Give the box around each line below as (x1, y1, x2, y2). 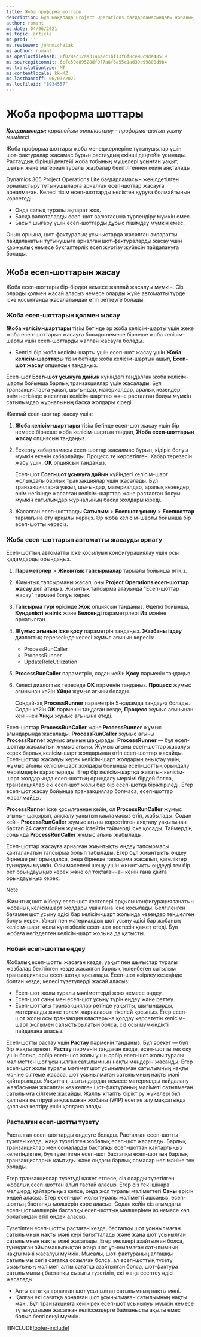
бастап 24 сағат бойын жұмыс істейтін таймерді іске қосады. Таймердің (6, 825, 193, 832)
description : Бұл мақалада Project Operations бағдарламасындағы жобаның (6, 14, 194, 20)
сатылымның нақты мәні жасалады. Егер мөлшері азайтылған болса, (6, 1237, 184, 1245)
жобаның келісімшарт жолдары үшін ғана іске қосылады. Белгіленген (6, 904, 186, 912)
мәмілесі (6, 133, 29, 140)
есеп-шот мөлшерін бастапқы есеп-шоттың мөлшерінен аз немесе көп (6, 1206, 190, 1213)
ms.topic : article (6, 31, 52, 37)
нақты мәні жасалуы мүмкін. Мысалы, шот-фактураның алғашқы (6, 1250, 173, 1257)
